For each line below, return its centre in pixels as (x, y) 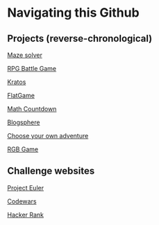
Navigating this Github (74, 13)
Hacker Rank (25, 215)
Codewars (22, 201)
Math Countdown (32, 109)
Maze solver (25, 55)
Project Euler (25, 187)
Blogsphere (24, 122)
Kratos (17, 82)
